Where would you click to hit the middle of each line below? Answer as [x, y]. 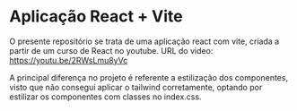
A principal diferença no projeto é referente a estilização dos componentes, [149, 77]
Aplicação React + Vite [96, 17]
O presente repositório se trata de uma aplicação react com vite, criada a [144, 41]
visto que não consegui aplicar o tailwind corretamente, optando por [136, 87]
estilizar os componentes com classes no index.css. [105, 97]
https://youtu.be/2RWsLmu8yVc [69, 60]
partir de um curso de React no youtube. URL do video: [111, 50]
